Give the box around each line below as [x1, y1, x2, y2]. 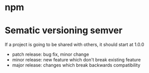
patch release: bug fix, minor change [12, 51, 89, 57]
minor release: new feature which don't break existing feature [12, 57, 141, 63]
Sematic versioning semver [5, 25, 123, 36]
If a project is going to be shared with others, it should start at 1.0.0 [5, 42, 144, 48]
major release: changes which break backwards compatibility [12, 62, 140, 68]
